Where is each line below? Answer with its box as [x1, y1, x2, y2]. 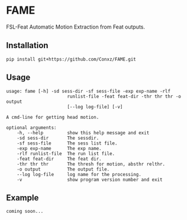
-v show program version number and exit [17, 177, 163, 183]
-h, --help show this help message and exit [17, 130, 150, 136]
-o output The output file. [17, 166, 110, 172]
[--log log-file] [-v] [67, 103, 123, 110]
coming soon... [6, 209, 44, 215]
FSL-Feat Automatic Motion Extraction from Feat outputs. [6, 23, 146, 30]
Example [6, 193, 39, 203]
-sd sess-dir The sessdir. [17, 135, 99, 141]
